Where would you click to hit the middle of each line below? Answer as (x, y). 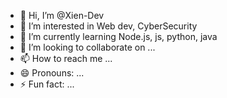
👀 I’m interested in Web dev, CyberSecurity (108, 26)
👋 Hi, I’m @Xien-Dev (62, 15)
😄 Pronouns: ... (52, 73)
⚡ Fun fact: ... (47, 84)
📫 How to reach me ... (66, 58)
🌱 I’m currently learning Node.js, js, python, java (118, 36)
